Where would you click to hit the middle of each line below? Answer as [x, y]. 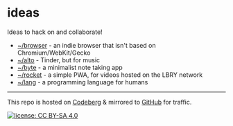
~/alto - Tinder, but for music [59, 60]
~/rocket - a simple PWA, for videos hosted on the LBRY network [110, 75]
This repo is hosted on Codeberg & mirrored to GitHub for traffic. [100, 102]
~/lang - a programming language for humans [83, 82]
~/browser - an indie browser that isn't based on [86, 45]
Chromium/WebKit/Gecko [54, 53]
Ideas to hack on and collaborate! [55, 32]
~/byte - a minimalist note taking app [70, 67]
